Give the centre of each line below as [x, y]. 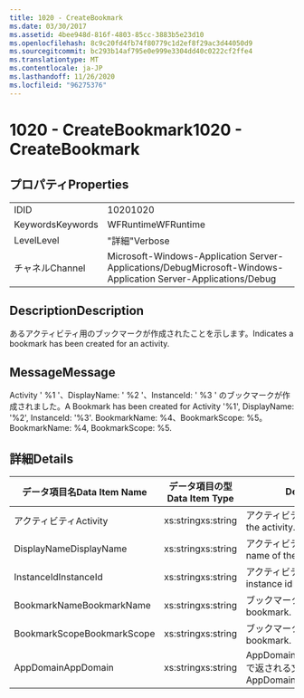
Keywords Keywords [57, 225]
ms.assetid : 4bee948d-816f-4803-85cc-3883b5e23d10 [107, 34]
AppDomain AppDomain [64, 668]
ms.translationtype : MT [54, 60]
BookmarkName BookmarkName [82, 606]
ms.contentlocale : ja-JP [56, 69]
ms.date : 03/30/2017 [48, 26]
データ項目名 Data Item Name [85, 492]
